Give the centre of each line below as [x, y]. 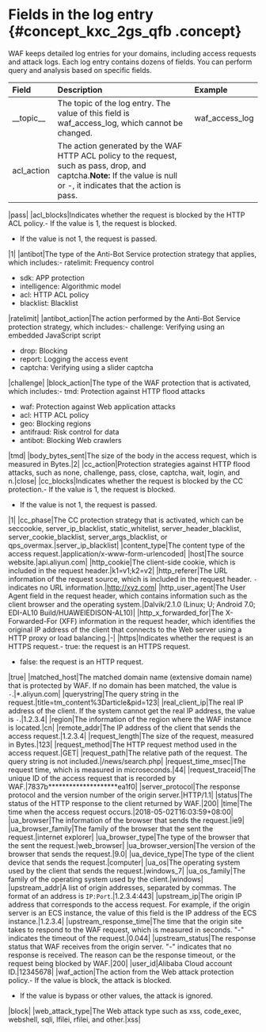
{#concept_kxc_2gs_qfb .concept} [125, 31]
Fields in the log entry [81, 15]
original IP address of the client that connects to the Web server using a [125, 629]
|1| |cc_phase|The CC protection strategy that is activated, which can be [126, 520]
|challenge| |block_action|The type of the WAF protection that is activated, [129, 383]
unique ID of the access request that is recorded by [92, 778]
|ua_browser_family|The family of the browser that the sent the [111, 828]
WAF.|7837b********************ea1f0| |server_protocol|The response [124, 786]
